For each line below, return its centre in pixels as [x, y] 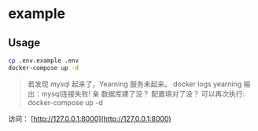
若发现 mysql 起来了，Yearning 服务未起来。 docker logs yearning [135, 84]
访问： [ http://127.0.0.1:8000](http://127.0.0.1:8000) [90, 118]
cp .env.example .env [44, 60]
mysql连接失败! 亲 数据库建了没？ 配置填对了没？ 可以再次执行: [143, 93]
